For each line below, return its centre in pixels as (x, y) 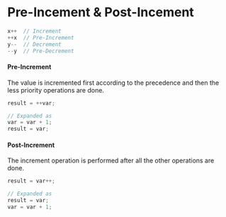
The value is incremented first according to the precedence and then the (113, 83)
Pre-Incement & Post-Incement (101, 12)
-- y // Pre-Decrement (41, 51)
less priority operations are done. (56, 90)
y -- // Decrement (34, 44)
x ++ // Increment (34, 31)
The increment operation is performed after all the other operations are (111, 160)
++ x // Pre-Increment (41, 37)
